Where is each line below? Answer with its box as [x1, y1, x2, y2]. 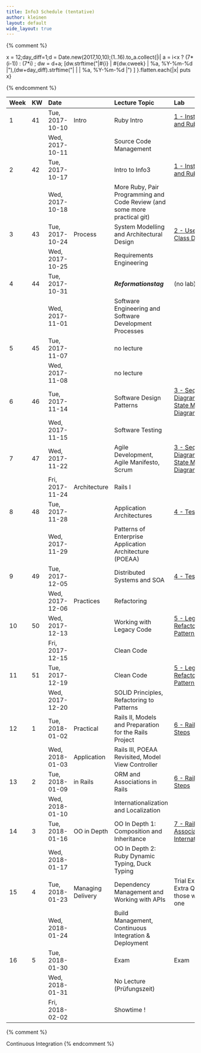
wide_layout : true [6, 25, 52, 32]
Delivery [74, 892, 98, 900]
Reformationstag [114, 280, 164, 288]
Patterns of [114, 525, 145, 533]
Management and [114, 888, 164, 896]
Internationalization [114, 799, 169, 807]
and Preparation [114, 721, 160, 729]
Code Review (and [114, 198, 166, 206]
